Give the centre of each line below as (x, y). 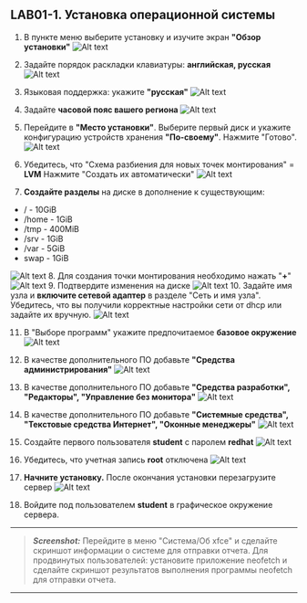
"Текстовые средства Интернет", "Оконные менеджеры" (139, 424)
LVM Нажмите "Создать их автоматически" (109, 174)
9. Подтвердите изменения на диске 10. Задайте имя (170, 285)
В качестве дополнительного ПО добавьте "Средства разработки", (157, 386)
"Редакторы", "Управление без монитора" (110, 397)
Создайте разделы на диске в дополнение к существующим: (144, 192)
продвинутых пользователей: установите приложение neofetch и (160, 560)
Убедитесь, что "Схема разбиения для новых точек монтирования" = (159, 164)
